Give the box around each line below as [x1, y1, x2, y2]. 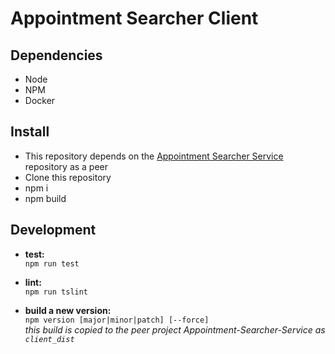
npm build [24, 192, 67, 204]
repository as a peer [24, 160, 109, 172]
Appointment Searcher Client [10, 7, 259, 30]
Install [10, 123, 50, 141]
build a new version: [24, 304, 112, 316]
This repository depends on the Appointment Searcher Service [24, 150, 284, 162]
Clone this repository [24, 171, 112, 183]
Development [10, 222, 97, 239]
